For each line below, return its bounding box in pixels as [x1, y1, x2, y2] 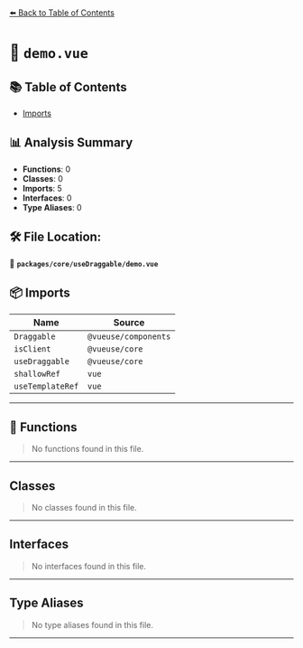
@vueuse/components [87, 332, 171, 342]
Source [113, 316, 145, 329]
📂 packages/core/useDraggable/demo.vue [9, 258, 159, 268]
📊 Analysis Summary [9, 135, 133, 151]
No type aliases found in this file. [31, 619, 154, 630]
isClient [14, 344, 51, 354]
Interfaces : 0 [22, 193, 72, 203]
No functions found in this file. [31, 444, 144, 455]
